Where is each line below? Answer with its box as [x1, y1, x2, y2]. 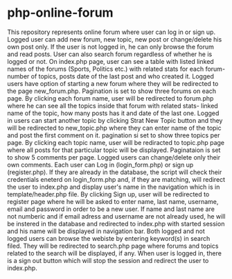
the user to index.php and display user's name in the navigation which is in [7, 183, 220, 191]
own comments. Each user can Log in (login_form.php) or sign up [7, 160, 194, 169]
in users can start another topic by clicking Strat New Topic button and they [7, 116, 223, 124]
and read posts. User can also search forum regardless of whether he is [7, 50, 213, 58]
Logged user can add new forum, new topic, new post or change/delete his [7, 35, 222, 43]
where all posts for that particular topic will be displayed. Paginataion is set [7, 146, 221, 154]
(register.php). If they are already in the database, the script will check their [7, 168, 222, 176]
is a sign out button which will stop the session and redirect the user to [7, 256, 209, 264]
